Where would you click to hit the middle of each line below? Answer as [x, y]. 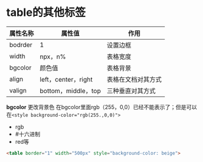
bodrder [21, 44]
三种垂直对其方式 [131, 91]
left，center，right [66, 79]
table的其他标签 [46, 12]
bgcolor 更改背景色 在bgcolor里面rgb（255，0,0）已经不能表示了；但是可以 [102, 107]
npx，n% [53, 57]
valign [18, 90]
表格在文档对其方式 [134, 79]
